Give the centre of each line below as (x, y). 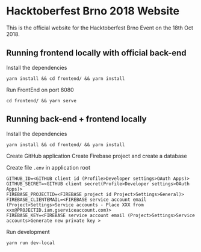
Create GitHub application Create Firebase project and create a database (97, 156)
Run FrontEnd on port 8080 (40, 90)
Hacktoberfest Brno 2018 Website (93, 11)
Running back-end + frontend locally (77, 119)
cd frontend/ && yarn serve (42, 100)
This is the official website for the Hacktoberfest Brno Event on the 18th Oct (100, 28)
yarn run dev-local (31, 243)
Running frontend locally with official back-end (96, 53)
